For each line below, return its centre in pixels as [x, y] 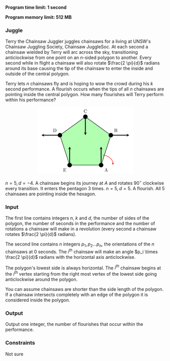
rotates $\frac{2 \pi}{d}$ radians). [41, 234]
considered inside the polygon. [38, 300]
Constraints [20, 343]
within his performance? [31, 100]
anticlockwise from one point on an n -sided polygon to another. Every [78, 57]
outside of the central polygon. [37, 74]
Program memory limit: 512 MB [39, 17]
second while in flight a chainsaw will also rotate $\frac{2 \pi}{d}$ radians [83, 63]
